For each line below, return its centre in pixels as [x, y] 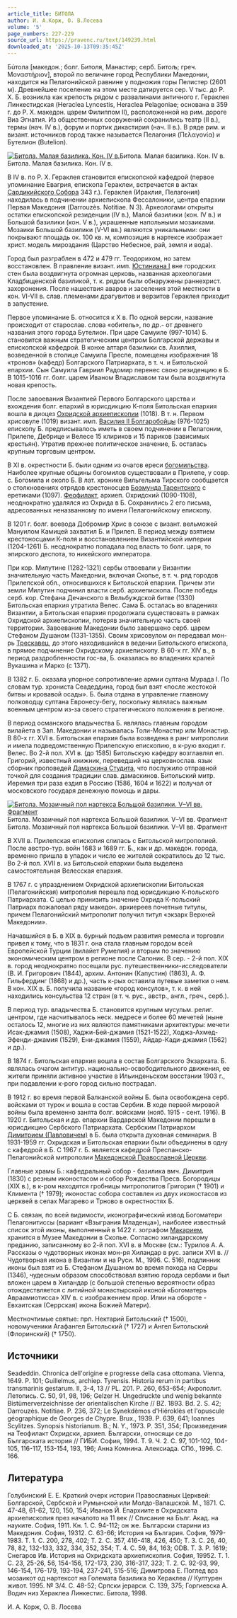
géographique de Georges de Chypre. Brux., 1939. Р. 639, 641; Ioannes [111, 1418]
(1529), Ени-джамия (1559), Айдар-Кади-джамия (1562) [144, 1040]
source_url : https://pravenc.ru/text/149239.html [82, 40]
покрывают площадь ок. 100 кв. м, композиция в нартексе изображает [115, 237]
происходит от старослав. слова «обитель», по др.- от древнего [105, 325]
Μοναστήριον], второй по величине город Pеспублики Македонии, [109, 74]
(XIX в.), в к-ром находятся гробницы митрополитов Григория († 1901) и [116, 1186]
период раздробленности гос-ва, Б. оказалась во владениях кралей [111, 658]
